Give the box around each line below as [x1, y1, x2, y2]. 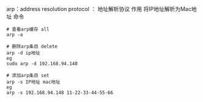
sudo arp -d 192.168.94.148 [6, 60, 78, 67]
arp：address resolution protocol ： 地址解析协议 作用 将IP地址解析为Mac [6, 5, 191, 12]
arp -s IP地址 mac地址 [6, 79, 61, 85]
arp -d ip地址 [6, 50, 41, 56]
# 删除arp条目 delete [6, 43, 58, 49]
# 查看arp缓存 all [6, 26, 50, 32]
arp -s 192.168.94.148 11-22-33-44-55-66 [6, 90, 114, 96]
